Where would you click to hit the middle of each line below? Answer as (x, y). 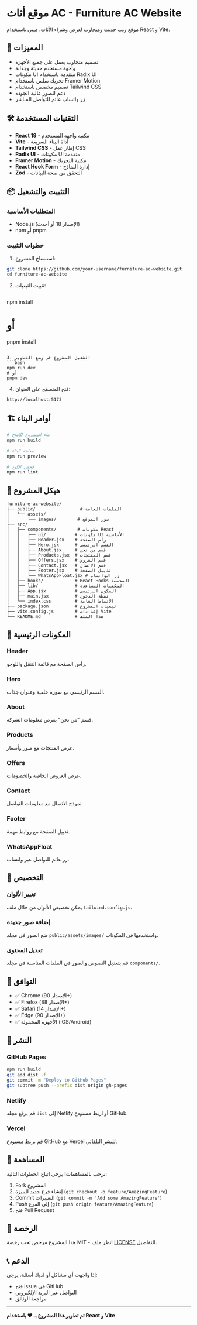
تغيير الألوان (21, 894)
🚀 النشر (19, 1040)
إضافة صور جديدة (28, 922)
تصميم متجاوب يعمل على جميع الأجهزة (57, 61)
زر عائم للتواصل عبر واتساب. (38, 859)
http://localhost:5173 (34, 400)
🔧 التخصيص (25, 878)
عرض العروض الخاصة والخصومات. (44, 775)
